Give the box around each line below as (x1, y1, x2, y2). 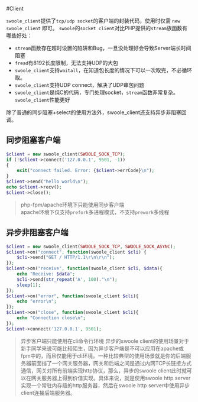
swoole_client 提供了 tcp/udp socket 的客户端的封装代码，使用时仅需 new (6, 17, 180, 24)
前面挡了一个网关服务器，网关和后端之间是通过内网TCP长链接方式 (31, 359, 192, 367)
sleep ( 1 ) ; (17, 282, 41, 288)
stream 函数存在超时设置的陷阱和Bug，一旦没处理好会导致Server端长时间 (14, 44, 191, 51)
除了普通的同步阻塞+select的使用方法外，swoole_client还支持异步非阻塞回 (6, 109, 187, 116)
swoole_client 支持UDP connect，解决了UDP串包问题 (14, 82, 145, 88)
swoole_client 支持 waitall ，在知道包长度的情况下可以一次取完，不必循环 (14, 67, 192, 73)
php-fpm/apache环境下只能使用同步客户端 (20, 201, 125, 208)
